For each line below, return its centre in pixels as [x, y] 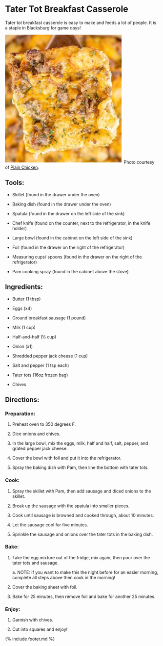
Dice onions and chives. [36, 434]
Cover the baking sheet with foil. [45, 587]
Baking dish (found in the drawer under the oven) [61, 204]
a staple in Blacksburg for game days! [43, 27]
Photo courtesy [139, 162]
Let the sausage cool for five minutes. [50, 525]
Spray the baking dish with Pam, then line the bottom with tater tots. [80, 467]
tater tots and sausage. [35, 563]
